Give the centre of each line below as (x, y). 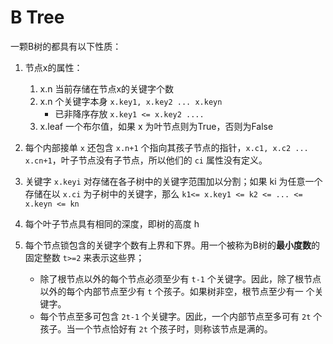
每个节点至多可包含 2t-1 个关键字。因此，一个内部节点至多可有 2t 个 (181, 316)
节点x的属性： (53, 67)
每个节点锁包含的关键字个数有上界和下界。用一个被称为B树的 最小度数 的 (172, 245)
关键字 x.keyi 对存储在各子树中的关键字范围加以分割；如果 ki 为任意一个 (173, 181)
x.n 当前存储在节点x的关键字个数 (107, 88)
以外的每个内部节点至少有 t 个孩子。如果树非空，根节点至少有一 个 (177, 291)
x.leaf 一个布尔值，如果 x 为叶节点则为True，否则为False (156, 126)
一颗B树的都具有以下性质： (66, 46)
